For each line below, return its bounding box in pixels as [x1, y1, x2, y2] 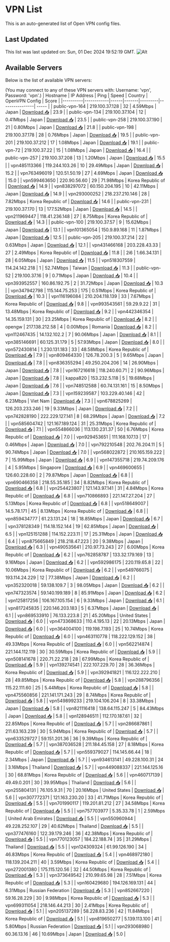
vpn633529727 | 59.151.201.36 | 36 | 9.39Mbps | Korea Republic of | [5, 735, 148, 741]
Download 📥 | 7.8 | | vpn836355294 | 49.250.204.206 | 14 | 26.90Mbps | [5, 359, 159, 366]
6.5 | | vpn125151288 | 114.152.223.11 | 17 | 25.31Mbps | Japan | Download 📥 [5, 531, 163, 537]
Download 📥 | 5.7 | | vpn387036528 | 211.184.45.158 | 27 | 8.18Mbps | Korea [5, 741, 164, 747]
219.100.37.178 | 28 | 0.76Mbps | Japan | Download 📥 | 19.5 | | [5, 131, 134, 138]
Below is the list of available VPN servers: [5, 77, 92, 83]
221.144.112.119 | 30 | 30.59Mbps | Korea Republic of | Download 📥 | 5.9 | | [5, 648, 161, 655]
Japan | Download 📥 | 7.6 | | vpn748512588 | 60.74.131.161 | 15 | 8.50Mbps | [5, 382, 163, 389]
